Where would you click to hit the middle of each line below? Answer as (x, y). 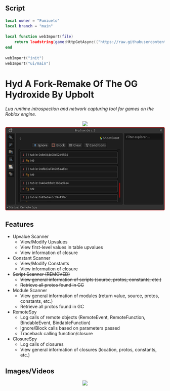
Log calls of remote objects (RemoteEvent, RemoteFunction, (83, 317)
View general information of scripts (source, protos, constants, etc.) (91, 280)
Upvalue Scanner (31, 237)
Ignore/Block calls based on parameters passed (70, 328)
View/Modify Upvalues (44, 242)
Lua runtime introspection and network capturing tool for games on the (80, 109)
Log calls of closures (42, 344)
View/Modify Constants (45, 264)
